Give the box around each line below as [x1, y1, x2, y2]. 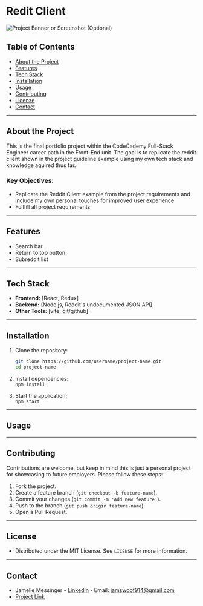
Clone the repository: [14, 347, 68, 354]
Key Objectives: [6, 177, 54, 185]
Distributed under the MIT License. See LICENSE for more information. [14, 547, 187, 555]
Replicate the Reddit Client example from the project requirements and [14, 190, 190, 197]
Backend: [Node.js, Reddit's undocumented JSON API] [14, 301, 153, 308]
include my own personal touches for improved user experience [14, 197, 175, 204]
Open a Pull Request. [14, 508, 68, 515]
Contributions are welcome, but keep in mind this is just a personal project [6, 464, 192, 472]
